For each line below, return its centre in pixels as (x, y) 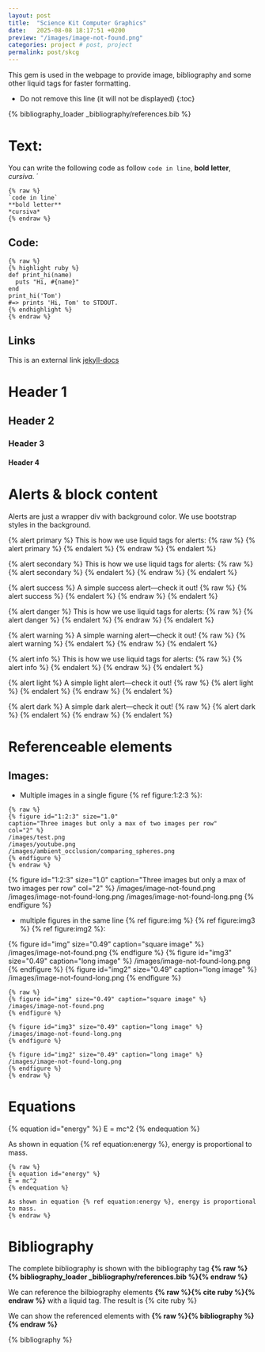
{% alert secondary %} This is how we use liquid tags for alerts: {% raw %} (131, 564)
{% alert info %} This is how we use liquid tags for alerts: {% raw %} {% (125, 659)
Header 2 (32, 421)
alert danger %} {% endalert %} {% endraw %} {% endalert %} (112, 619)
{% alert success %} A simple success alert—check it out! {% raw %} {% (128, 588)
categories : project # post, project (70, 45)
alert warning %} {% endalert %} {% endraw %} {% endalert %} (113, 643)
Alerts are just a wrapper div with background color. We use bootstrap (123, 516)
